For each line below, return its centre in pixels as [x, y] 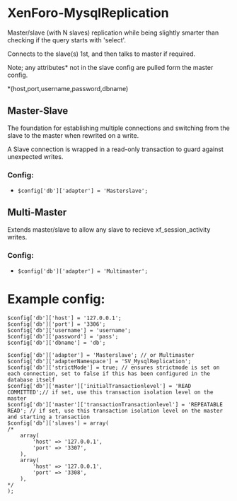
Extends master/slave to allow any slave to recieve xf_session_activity [109, 229]
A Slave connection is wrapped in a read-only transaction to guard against [116, 149]
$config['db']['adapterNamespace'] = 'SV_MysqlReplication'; [99, 362]
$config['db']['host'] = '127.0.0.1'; [64, 318]
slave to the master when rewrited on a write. [73, 135]
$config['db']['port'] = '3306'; [57, 324]
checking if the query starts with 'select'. [67, 40]
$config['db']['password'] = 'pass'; [63, 337]
